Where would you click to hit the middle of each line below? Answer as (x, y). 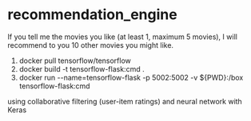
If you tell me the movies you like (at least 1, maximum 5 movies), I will (122, 37)
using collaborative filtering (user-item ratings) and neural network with (125, 101)
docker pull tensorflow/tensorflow (75, 60)
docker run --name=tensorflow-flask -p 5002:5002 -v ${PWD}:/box (131, 77)
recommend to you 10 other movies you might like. (90, 45)
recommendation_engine (92, 15)
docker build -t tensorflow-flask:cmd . (82, 68)
